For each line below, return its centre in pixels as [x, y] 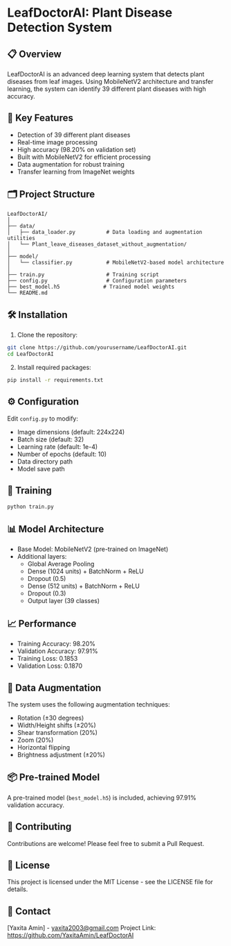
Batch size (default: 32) [50, 439]
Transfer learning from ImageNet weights [76, 171]
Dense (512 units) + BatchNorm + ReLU [84, 586]
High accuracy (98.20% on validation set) [76, 149]
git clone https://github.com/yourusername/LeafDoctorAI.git [97, 348]
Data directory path [45, 461]
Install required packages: [54, 368]
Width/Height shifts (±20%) [57, 725]
